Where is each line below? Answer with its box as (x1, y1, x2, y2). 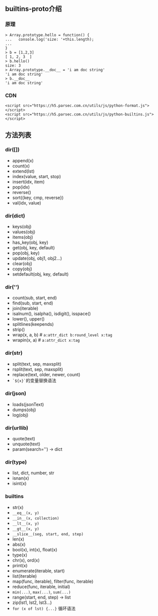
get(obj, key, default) (12, 244, 55, 250)
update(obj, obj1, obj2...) (12, 255, 62, 261)
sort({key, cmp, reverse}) (12, 195, 64, 201)
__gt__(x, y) (12, 526, 40, 531)
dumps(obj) (12, 407, 36, 412)
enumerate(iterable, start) (12, 568, 65, 574)
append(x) (12, 157, 34, 163)
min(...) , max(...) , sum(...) (12, 589, 71, 595)
